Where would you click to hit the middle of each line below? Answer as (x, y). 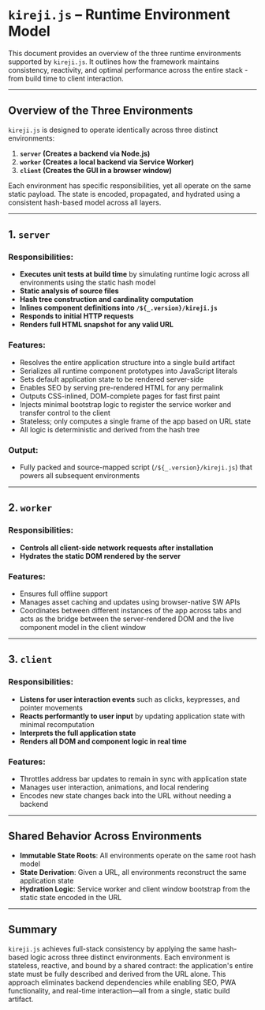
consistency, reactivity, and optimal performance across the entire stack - (128, 70)
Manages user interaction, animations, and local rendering (114, 787)
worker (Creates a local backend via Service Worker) (107, 162)
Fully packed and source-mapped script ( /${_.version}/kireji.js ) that (136, 467)
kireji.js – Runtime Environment (119, 15)
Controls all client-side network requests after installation (116, 548)
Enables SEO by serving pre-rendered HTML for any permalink (121, 387)
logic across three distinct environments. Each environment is (130, 957)
